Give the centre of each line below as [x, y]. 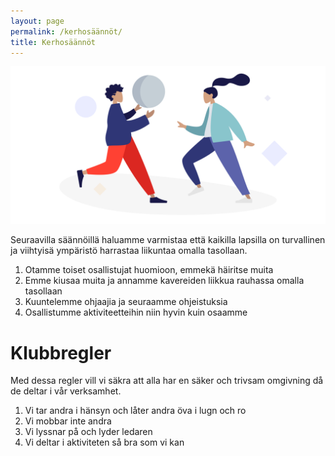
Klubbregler [61, 352]
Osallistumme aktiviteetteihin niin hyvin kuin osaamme [136, 312]
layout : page [37, 21]
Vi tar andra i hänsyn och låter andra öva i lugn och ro [135, 411]
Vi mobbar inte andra [68, 421]
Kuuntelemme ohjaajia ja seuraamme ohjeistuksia [126, 302]
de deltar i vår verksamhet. [66, 391]
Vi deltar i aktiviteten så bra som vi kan [104, 442]
